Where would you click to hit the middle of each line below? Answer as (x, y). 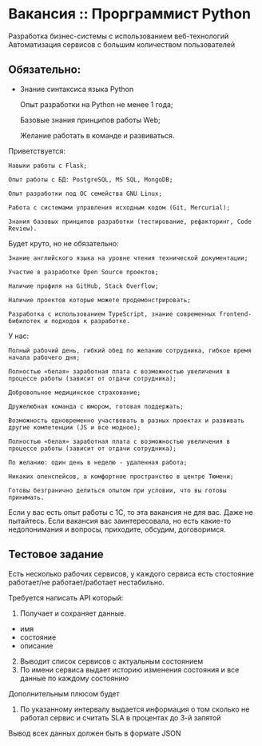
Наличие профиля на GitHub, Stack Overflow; (83, 286)
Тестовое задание (56, 555)
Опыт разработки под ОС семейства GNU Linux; (85, 193)
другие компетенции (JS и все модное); (75, 427)
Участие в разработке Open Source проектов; (83, 272)
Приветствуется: (37, 151)
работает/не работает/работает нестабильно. (87, 582)
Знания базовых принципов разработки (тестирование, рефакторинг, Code (130, 221)
